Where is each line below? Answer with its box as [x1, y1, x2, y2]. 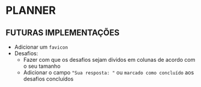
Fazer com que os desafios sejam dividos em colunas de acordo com [23, 56, 196, 63]
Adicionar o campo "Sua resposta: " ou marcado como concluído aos [23, 69, 194, 76]
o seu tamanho [23, 62, 61, 70]
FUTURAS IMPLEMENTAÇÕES [5, 28, 120, 38]
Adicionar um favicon [14, 43, 69, 50]
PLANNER [5, 4, 56, 17]
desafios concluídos [23, 76, 73, 82]
